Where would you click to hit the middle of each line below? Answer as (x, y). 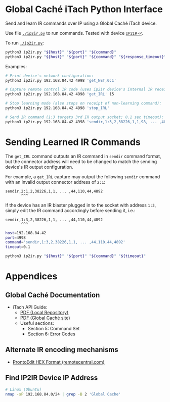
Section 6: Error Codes (52, 334)
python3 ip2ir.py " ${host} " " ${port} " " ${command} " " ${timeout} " (76, 256)
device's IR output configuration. (39, 167)
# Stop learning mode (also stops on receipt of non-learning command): (83, 104)
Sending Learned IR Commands (73, 142)
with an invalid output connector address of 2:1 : (55, 182)
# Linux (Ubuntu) (24, 389)
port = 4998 (16, 238)
